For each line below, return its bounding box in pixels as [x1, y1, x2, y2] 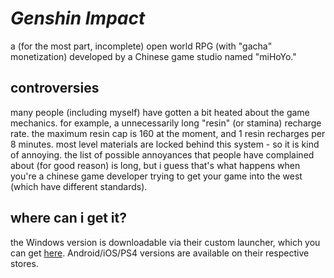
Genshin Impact [10, 7, 146, 30]
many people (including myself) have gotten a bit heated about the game [10, 106, 310, 118]
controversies [10, 80, 100, 97]
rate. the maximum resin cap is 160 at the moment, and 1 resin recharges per [10, 127, 326, 139]
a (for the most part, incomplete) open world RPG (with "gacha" [10, 40, 273, 52]
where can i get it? [10, 210, 127, 227]
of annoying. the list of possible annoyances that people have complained [10, 148, 315, 161]
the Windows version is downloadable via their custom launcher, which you [10, 236, 321, 248]
